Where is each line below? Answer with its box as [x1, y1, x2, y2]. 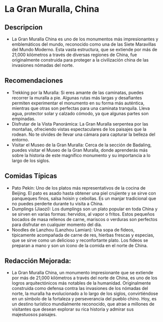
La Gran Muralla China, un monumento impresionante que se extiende [11, 270, 153, 276]
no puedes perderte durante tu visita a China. [11, 200, 104, 206]
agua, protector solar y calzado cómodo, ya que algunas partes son [11, 110, 149, 116]
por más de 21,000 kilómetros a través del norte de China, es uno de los [11, 275, 158, 281]
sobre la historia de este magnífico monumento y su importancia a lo [11, 152, 151, 158]
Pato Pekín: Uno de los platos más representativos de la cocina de [11, 185, 146, 191]
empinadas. [11, 116, 36, 122]
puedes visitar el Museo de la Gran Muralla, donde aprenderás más [11, 147, 148, 153]
